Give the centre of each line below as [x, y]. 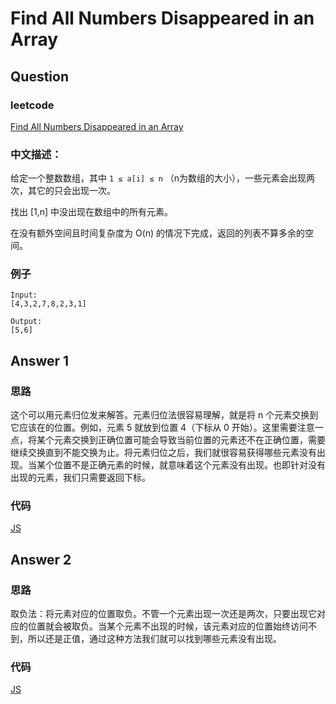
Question [39, 76]
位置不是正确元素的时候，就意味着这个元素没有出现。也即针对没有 [189, 465]
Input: [24, 295]
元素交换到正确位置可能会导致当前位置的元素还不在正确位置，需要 [189, 440]
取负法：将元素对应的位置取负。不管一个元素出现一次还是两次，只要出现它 [163, 614]
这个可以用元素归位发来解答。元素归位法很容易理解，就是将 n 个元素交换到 [164, 415]
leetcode [32, 105]
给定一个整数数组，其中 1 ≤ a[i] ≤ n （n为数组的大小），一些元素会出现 [158, 178]
